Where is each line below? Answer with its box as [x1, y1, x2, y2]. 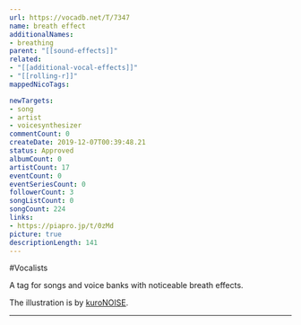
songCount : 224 [9, 205, 66, 214]
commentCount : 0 [9, 129, 70, 139]
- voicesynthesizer [9, 121, 82, 130]
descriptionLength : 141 [9, 238, 99, 247]
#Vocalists [9, 262, 48, 274]
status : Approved [9, 146, 74, 155]
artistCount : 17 [9, 162, 70, 171]
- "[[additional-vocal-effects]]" [9, 64, 139, 73]
